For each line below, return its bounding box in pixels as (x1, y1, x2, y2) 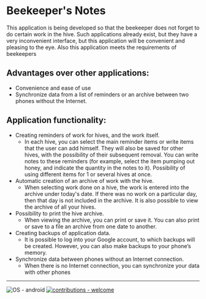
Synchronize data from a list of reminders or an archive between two (15, 90, 189, 98)
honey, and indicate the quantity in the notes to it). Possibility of (24, 164, 186, 171)
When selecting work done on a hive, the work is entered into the (24, 184, 189, 191)
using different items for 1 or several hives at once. (24, 170, 152, 178)
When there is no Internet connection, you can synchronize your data (24, 262, 200, 269)
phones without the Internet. (15, 97, 87, 104)
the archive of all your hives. (24, 203, 96, 211)
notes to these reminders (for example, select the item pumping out (24, 157, 195, 165)
